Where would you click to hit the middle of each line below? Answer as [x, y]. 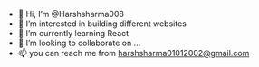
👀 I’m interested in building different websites [102, 24]
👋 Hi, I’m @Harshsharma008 [71, 14]
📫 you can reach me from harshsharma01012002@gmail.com [134, 53]
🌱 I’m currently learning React [73, 33]
